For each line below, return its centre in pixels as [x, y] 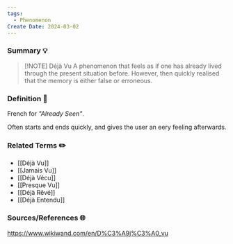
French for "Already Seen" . [46, 113]
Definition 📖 [27, 98]
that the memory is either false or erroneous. [88, 80]
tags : [15, 14]
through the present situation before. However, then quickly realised [122, 73]
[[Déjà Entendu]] [41, 200]
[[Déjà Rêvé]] [36, 193]
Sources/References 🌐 [46, 218]
